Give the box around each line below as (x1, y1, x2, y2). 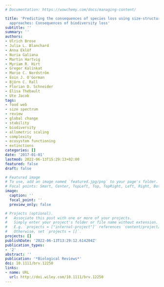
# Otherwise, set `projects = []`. (5, 229, 82, 234)
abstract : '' (5, 252, 32, 257)
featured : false (5, 161, 38, 166)
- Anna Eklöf (5, 47, 32, 53)
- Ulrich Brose (5, 39, 36, 44)
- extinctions (5, 143, 34, 148)
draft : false (5, 166, 32, 171)
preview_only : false (9, 202, 51, 207)
